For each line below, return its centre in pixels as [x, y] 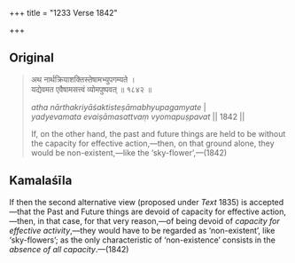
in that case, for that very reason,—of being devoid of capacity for [159, 220]
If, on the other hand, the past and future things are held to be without [158, 133]
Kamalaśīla [41, 181]
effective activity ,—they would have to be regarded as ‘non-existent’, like [142, 230]
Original [32, 58]
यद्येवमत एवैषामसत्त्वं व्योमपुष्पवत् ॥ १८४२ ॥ [91, 89]
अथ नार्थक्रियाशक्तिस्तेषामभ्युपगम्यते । [83, 79]
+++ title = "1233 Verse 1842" [63, 13]
